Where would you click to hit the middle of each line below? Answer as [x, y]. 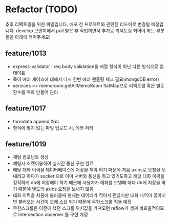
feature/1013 [26, 53]
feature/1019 [26, 144]
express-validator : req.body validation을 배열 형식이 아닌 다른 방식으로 [85, 66]
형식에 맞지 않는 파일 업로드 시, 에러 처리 [53, 128]
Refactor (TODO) [41, 9]
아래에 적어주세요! [33, 37]
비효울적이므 [152, 208]
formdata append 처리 [36, 121]
